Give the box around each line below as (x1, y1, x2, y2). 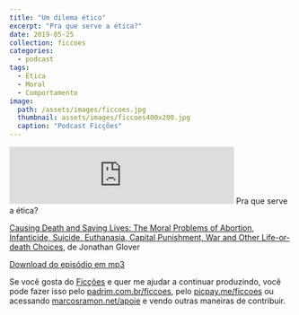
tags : (9, 64, 30, 73)
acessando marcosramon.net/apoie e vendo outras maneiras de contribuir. (9, 295, 286, 306)
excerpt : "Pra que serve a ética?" (9, 22, 143, 31)
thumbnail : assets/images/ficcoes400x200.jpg (17, 113, 191, 122)
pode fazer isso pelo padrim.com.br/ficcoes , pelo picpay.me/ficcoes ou (9, 286, 274, 296)
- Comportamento (17, 88, 78, 97)
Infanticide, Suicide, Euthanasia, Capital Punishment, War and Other (9, 232, 260, 242)
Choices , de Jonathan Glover (32, 241, 141, 252)
